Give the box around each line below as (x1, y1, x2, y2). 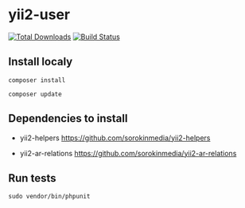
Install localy (8, 55, 73, 69)
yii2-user (8, 6, 70, 24)
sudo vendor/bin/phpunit (8, 193, 91, 201)
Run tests (8, 171, 56, 185)
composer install (8, 76, 66, 84)
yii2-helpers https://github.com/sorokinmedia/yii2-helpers (19, 133, 211, 143)
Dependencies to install (8, 112, 128, 125)
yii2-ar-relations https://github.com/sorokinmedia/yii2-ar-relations (19, 148, 237, 158)
